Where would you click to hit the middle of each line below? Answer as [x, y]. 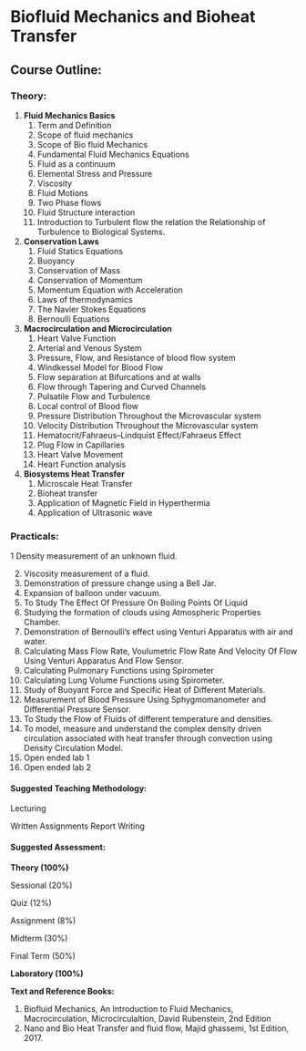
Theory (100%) [40, 867]
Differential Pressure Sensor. [77, 709]
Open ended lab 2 [57, 768]
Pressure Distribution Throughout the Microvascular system [149, 416]
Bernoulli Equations [73, 319]
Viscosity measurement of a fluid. [87, 574]
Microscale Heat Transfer [85, 483]
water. [36, 642]
